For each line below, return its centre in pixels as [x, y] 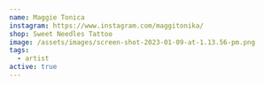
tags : [19, 50]
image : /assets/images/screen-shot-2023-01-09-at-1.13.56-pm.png [132, 42]
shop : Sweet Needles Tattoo [61, 34]
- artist [33, 58]
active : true [33, 67]
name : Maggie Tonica [47, 17]
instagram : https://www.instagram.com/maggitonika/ [106, 26]
